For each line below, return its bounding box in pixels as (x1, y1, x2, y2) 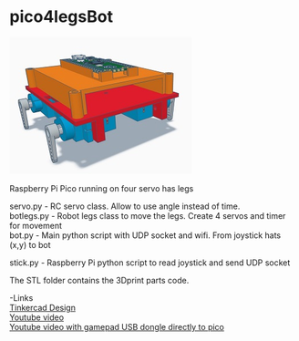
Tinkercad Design (9, 302, 76, 313)
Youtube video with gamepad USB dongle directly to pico (9, 321, 225, 332)
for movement (9, 220, 62, 231)
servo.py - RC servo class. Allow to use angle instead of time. (9, 201, 241, 212)
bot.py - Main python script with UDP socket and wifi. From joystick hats (9, 230, 282, 241)
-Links (9, 292, 34, 303)
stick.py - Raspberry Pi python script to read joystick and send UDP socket (9, 257, 291, 268)
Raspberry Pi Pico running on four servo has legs (9, 182, 194, 193)
